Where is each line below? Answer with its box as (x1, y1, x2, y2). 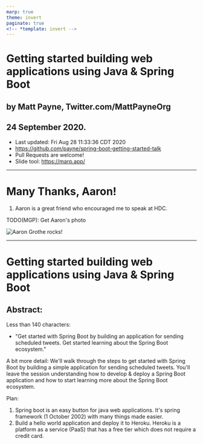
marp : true (6, 8, 34, 15)
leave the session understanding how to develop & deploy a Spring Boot (6, 370, 185, 377)
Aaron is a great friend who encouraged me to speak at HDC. (14, 204, 168, 212)
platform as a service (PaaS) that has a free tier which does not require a (14, 425, 196, 433)
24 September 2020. (6, 122, 86, 133)
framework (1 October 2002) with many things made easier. (14, 413, 164, 420)
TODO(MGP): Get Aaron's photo (6, 216, 86, 224)
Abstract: (6, 305, 43, 315)
